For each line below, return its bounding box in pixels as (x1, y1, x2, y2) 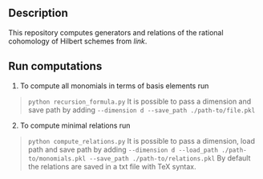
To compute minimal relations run (19, 120, 131, 130)
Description (8, 6, 68, 20)
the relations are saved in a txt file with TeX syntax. (27, 161, 196, 171)
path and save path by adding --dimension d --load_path (27, 144, 219, 154)
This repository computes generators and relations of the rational (8, 27, 224, 37)
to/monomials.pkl (27, 154, 87, 163)
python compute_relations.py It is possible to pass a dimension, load (27, 136, 255, 145)
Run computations (8, 59, 103, 73)
